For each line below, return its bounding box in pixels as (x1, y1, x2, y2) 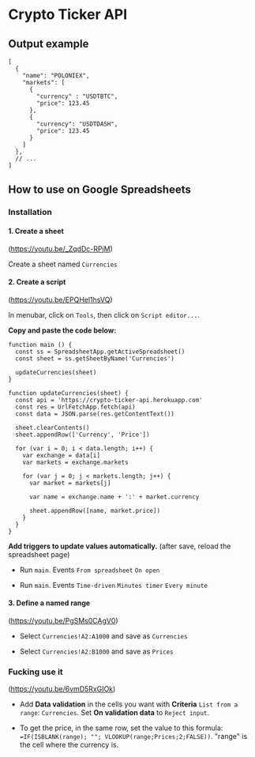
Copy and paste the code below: (8, 326, 117, 335)
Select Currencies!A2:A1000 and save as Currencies (19, 631, 188, 641)
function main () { (8, 341, 73, 348)
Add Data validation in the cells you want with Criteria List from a (19, 699, 238, 709)
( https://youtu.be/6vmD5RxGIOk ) (8, 684, 116, 694)
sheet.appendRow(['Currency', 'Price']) (15, 431, 150, 439)
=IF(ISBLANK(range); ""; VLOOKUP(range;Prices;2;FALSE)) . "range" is (19, 732, 248, 741)
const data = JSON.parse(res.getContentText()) (15, 409, 175, 418)
